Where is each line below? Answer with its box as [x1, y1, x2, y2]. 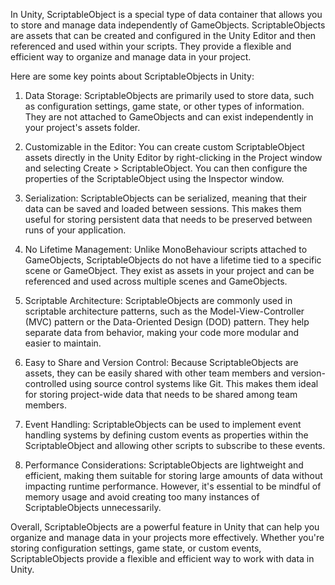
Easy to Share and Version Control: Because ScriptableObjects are [24, 357, 299, 368]
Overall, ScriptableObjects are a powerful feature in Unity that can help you [10, 521, 320, 533]
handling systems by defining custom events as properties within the [24, 429, 309, 441]
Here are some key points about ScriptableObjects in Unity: [10, 70, 255, 82]
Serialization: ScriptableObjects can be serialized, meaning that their [24, 192, 308, 204]
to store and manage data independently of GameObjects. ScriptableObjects [10, 19, 326, 31]
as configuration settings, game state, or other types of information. [24, 100, 305, 112]
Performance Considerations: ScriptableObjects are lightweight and [24, 459, 304, 471]
